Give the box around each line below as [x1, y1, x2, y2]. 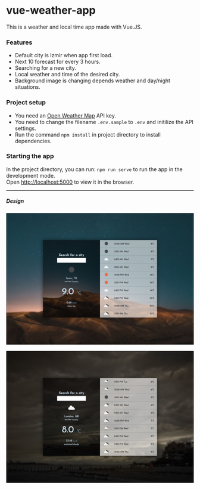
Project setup [6, 98, 46, 107]
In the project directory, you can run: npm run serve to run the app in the [6, 165, 183, 173]
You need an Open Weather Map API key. [14, 112, 116, 119]
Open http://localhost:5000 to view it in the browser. [6, 178, 135, 185]
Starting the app [6, 152, 55, 160]
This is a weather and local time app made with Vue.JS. [6, 23, 142, 30]
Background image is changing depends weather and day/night [14, 77, 171, 84]
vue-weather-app [6, 4, 96, 17]
